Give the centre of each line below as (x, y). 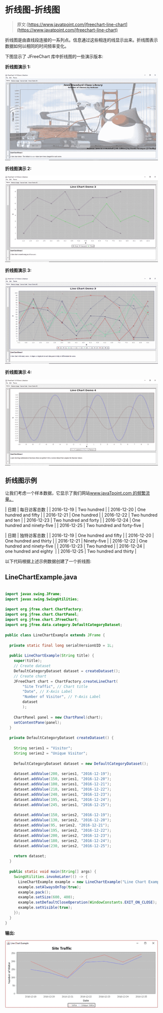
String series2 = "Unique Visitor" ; (51, 753)
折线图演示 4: (18, 372)
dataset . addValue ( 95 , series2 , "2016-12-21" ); (62, 825)
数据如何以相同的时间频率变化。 (37, 46)
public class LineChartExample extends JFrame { (55, 635)
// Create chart (30, 676)
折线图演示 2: (18, 168)
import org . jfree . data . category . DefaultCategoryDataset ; (64, 625)
